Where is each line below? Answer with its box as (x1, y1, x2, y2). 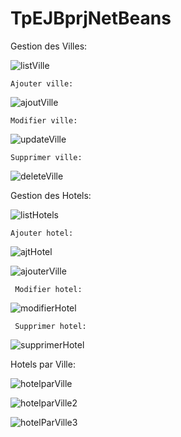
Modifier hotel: (14, 284, 83, 294)
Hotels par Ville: (10, 358, 76, 370)
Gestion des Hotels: (10, 189, 92, 201)
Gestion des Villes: (10, 40, 88, 52)
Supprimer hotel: (14, 321, 87, 331)
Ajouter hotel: (10, 228, 74, 238)
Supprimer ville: (10, 152, 83, 162)
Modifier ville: (10, 115, 78, 126)
